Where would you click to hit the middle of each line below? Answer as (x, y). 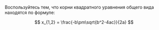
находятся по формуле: (30, 12)
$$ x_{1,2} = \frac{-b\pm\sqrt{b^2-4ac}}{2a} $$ (84, 22)
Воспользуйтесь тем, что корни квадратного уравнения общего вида (79, 7)
